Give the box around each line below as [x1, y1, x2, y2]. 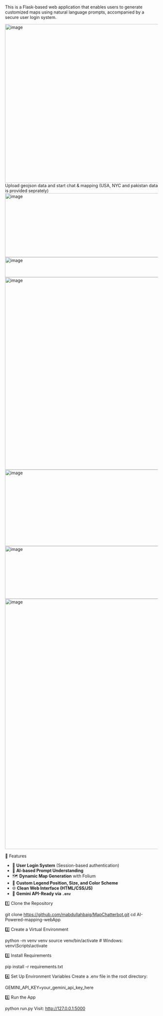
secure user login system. [5, 15, 57, 20]
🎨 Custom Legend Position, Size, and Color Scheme [12, 880, 118, 886]
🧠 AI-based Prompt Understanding [12, 868, 84, 873]
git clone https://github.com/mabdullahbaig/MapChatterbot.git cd [5, 912, 136, 917]
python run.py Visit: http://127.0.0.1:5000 [5, 1006, 86, 1011]
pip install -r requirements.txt [5, 964, 63, 969]
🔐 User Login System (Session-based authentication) [12, 863, 120, 868]
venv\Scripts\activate [5, 943, 48, 949]
